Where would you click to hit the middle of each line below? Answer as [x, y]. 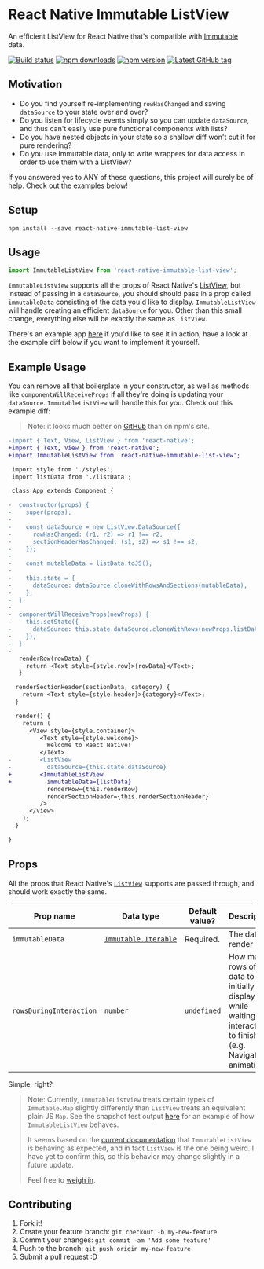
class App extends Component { [62, 491]
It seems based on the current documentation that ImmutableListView [139, 1139]
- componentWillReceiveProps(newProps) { [79, 614]
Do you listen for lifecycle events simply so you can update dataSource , [134, 120]
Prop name [54, 915]
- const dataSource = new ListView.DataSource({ [94, 527]
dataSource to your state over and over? [84, 112]
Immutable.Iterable [141, 939]
